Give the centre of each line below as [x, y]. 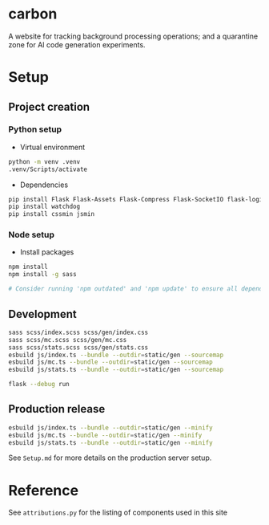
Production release [57, 409]
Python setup [35, 129]
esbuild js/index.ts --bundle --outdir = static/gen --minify [111, 427]
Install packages [47, 252]
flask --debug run [39, 385]
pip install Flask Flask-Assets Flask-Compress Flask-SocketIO [116, 199]
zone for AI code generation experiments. [77, 44]
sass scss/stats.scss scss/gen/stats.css [78, 347]
